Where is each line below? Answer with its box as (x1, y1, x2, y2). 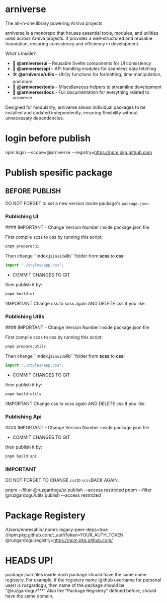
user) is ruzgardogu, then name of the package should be (5, 582, 125, 588)
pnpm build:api (5, 454, 37, 459)
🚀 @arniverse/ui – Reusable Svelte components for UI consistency (12, 60, 152, 66)
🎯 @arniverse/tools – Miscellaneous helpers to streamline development (12, 84, 162, 90)
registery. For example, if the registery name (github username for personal (5, 577, 161, 583)
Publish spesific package (5, 167, 113, 178)
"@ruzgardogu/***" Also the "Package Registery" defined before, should (5, 588, 157, 594)
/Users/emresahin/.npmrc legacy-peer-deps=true (5, 526, 108, 532)
